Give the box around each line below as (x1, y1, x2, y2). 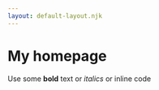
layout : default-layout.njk (7, 11, 103, 20)
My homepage (7, 46, 107, 65)
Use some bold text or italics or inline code (7, 74, 152, 84)
